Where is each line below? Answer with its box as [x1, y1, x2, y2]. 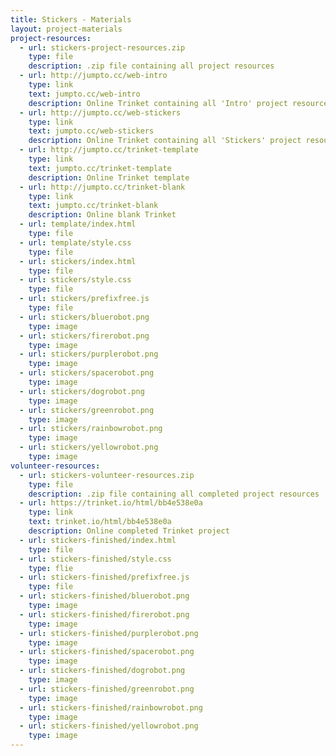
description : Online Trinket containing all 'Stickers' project [28, 136, 302, 146]
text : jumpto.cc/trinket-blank [28, 201, 159, 211]
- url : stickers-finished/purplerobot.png [19, 628, 199, 638]
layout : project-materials [10, 24, 123, 34]
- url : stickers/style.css [19, 275, 132, 285]
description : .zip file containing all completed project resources [28, 489, 320, 499]
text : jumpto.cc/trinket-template [28, 163, 172, 173]
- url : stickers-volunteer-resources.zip [19, 470, 195, 480]
